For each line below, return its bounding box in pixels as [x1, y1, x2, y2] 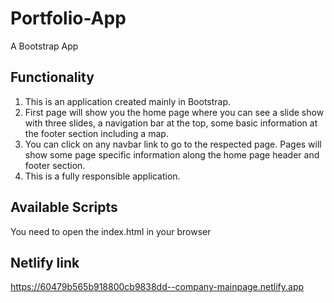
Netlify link [10, 254, 80, 271]
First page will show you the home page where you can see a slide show [24, 106, 325, 118]
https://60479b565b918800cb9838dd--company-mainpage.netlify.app [10, 281, 305, 293]
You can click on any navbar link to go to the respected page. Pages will [24, 138, 322, 150]
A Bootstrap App [10, 40, 79, 52]
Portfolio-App [10, 7, 127, 30]
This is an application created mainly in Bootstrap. [24, 95, 232, 107]
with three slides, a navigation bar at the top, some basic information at [24, 117, 318, 129]
